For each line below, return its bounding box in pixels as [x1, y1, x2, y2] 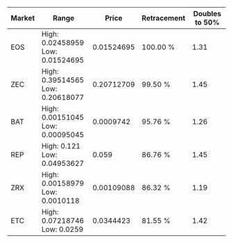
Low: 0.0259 [41, 225, 84, 234]
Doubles [193, 9, 222, 18]
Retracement [141, 13, 186, 23]
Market [10, 13, 35, 23]
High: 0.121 [41, 142, 81, 151]
